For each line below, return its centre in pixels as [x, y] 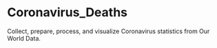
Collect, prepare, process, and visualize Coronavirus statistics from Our [108, 31]
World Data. [24, 38]
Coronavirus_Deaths [68, 13]
